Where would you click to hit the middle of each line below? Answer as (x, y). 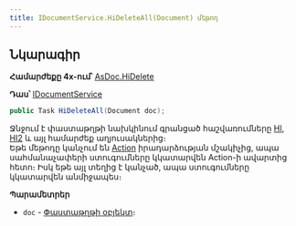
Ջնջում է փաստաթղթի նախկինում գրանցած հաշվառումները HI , (147, 128)
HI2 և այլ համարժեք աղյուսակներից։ (88, 139)
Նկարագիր (45, 55)
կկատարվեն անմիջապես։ (65, 177)
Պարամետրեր (40, 195)
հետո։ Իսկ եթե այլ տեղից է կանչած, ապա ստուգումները (129, 167)
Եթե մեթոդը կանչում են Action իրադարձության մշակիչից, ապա (144, 148)
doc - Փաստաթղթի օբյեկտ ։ (79, 212)
